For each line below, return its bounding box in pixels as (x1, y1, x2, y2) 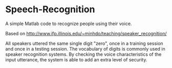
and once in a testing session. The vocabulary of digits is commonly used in (5, 46, 165, 52)
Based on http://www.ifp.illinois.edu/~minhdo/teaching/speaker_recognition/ (5, 30, 167, 36)
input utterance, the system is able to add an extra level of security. (5, 56, 147, 62)
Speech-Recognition (5, 4, 95, 15)
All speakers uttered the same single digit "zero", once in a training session (5, 40, 163, 47)
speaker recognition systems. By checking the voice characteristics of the (5, 51, 162, 57)
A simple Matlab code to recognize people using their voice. (5, 20, 132, 27)
